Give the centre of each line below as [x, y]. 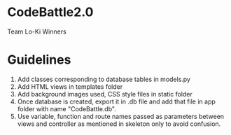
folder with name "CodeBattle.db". [67, 108]
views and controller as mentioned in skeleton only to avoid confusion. [119, 124]
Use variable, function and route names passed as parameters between [121, 116]
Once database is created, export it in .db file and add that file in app [116, 101]
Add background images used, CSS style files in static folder [105, 94]
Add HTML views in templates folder [70, 86]
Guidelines [39, 60]
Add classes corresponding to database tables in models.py [104, 79]
